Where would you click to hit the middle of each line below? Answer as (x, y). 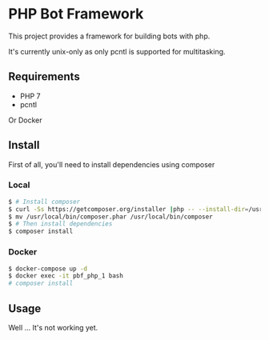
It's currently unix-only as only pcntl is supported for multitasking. (117, 51)
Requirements (44, 77)
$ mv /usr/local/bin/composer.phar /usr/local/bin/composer (111, 217)
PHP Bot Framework (76, 14)
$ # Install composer (44, 202)
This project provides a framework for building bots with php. (109, 36)
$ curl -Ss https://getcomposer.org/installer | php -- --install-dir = (128, 209)
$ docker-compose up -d (48, 269)
